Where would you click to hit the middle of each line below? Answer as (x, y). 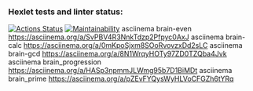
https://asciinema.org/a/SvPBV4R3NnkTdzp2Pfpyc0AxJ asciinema (116, 37)
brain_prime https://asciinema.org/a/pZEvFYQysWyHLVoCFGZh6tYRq (121, 79)
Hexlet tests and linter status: (66, 12)
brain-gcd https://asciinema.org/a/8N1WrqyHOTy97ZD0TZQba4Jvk (117, 54)
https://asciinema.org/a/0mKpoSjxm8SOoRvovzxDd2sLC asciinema (133, 45)
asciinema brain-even (157, 29)
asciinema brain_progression (55, 62)
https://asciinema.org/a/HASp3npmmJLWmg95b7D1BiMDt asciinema (120, 71)
